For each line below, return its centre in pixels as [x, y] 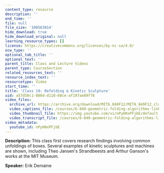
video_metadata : [21, 122]
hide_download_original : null [36, 37]
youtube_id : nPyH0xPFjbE [35, 127]
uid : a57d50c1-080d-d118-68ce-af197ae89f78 [50, 95]
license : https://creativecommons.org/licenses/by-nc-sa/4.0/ [70, 46]
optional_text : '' [24, 59]
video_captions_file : [31, 109]
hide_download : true [26, 32]
